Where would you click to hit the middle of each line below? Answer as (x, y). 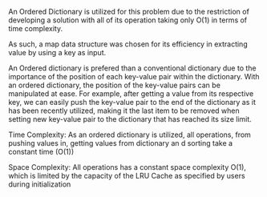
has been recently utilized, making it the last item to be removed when (124, 111)
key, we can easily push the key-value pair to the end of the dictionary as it (132, 102)
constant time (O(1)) (41, 152)
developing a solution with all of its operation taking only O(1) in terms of (128, 20)
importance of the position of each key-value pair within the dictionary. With (134, 76)
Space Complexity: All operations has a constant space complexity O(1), (127, 167)
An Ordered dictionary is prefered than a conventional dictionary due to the (132, 68)
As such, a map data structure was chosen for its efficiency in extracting (128, 44)
